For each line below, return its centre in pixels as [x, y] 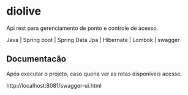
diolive [24, 11]
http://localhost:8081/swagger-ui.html [54, 85]
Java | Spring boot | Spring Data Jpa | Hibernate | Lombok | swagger [93, 40]
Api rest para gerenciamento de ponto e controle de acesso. [82, 28]
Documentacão [36, 59]
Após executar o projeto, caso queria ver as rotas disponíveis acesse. [94, 74]
